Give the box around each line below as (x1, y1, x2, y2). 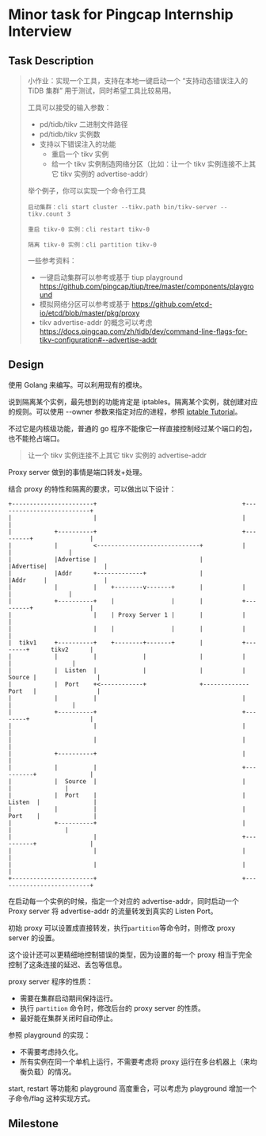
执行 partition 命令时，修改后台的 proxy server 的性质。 (19, 1003, 206, 1012)
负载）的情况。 (26, 1066, 76, 1076)
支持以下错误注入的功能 (39, 140, 116, 148)
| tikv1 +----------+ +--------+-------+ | (8, 638, 203, 647)
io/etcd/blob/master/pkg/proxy (39, 308, 140, 318)
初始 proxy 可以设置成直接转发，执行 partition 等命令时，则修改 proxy (8, 923, 236, 932)
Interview (8, 22, 73, 40)
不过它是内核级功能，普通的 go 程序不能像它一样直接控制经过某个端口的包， (8, 423, 256, 433)
